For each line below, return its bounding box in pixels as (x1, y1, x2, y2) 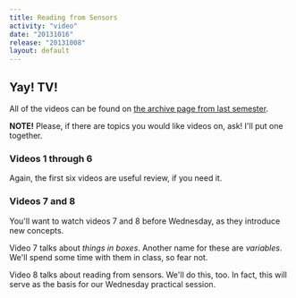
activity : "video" (9, 21, 78, 30)
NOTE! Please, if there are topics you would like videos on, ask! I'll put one (9, 120, 283, 131)
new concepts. (9, 225, 64, 235)
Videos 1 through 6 (9, 152, 93, 165)
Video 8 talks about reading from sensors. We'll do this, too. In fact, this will (9, 269, 288, 280)
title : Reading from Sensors (9, 13, 118, 22)
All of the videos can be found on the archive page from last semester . (9, 103, 269, 114)
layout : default (9, 47, 70, 55)
